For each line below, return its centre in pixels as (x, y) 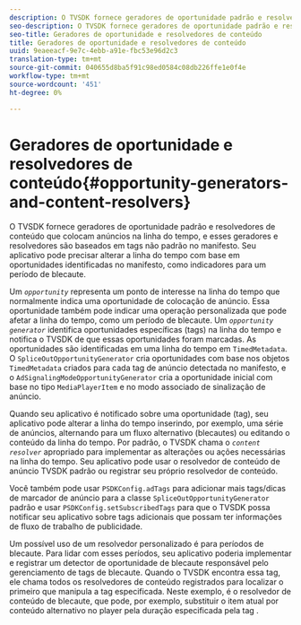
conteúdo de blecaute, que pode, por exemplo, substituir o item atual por (144, 601)
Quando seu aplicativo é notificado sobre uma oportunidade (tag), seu (139, 414)
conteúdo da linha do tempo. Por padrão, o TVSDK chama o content (135, 443)
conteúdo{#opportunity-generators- (149, 182)
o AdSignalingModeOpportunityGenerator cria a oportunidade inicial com (141, 378)
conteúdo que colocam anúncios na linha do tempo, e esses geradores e (144, 236)
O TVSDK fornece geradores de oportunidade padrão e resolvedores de (142, 227)
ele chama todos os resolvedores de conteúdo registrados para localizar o (146, 582)
